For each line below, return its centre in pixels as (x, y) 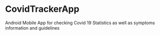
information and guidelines (32, 28)
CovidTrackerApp (42, 9)
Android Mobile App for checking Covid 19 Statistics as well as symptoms (80, 23)
